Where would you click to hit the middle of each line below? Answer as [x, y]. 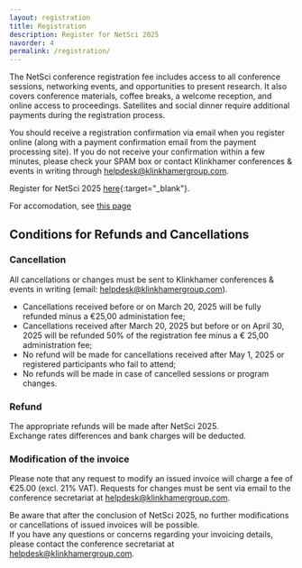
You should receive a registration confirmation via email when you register [147, 133]
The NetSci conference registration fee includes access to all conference [145, 77]
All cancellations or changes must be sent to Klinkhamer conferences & [142, 279]
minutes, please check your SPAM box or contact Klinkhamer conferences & [151, 161]
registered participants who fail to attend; [99, 364]
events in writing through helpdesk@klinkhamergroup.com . [119, 171]
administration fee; [57, 344]
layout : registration [50, 18]
